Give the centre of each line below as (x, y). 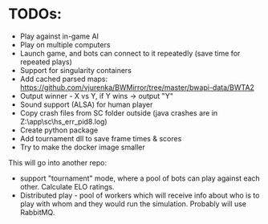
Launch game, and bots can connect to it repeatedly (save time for (130, 53)
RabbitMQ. (37, 212)
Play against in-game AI (59, 36)
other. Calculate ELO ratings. (67, 186)
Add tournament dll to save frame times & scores (101, 138)
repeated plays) (46, 62)
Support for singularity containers (76, 70)
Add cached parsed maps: (64, 79)
